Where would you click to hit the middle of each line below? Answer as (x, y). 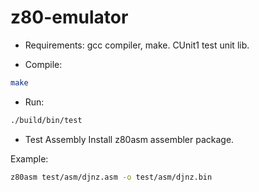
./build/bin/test (46, 120)
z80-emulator (69, 17)
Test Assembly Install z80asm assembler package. (129, 139)
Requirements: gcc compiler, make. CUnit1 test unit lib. (137, 45)
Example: (29, 158)
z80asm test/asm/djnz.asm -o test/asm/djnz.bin (111, 177)
